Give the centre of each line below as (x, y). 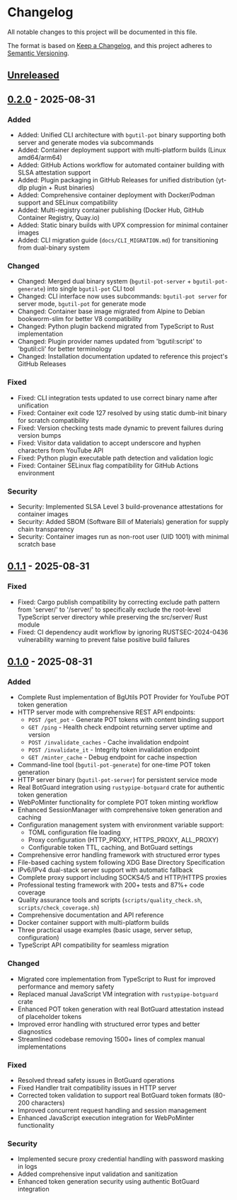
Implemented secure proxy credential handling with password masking (121, 1159)
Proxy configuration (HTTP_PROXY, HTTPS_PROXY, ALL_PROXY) (123, 840)
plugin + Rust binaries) (62, 187)
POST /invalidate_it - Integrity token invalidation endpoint (114, 750)
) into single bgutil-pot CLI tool (89, 289)
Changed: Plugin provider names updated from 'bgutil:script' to (110, 342)
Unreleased (34, 75)
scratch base (37, 544)
